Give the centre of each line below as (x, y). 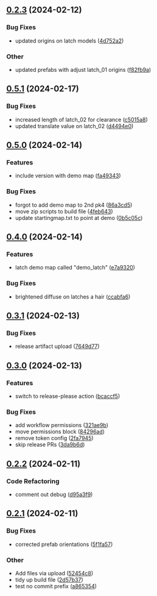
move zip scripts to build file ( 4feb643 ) (64, 211)
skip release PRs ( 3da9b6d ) (50, 445)
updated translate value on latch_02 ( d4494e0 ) (74, 126)
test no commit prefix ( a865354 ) (56, 586)
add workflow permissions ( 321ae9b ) (61, 425)
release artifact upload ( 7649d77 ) (57, 346)
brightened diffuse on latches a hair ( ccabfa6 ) (73, 296)
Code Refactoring (33, 481)
